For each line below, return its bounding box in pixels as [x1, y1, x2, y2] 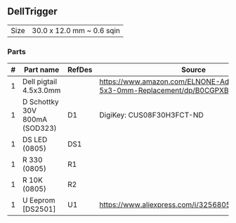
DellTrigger [7, 6, 58, 18]
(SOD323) [22, 123, 58, 133]
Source [181, 65, 206, 75]
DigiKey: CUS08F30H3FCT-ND [99, 110, 204, 120]
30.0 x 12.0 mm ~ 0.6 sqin [32, 25, 121, 35]
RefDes [67, 65, 93, 75]
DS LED [22, 135, 48, 145]
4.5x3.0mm [22, 86, 61, 96]
